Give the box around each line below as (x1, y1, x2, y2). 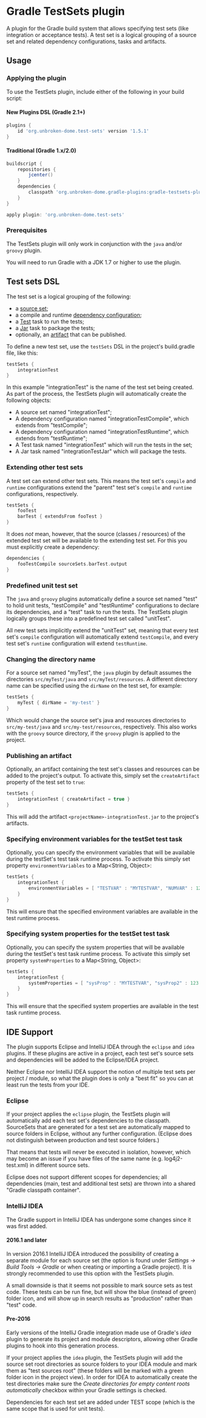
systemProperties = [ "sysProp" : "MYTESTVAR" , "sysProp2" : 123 (28, 980, 199, 986)
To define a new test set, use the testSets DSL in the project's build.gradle (6, 342, 195, 350)
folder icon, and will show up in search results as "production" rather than (6, 1294, 193, 1302)
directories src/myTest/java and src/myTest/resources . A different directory (6, 676, 197, 683)
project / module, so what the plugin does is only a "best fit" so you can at (6, 1074, 194, 1082)
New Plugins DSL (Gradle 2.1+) (6, 109, 86, 116)
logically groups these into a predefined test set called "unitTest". (6, 615, 172, 622)
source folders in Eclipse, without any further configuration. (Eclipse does (6, 1130, 193, 1138)
